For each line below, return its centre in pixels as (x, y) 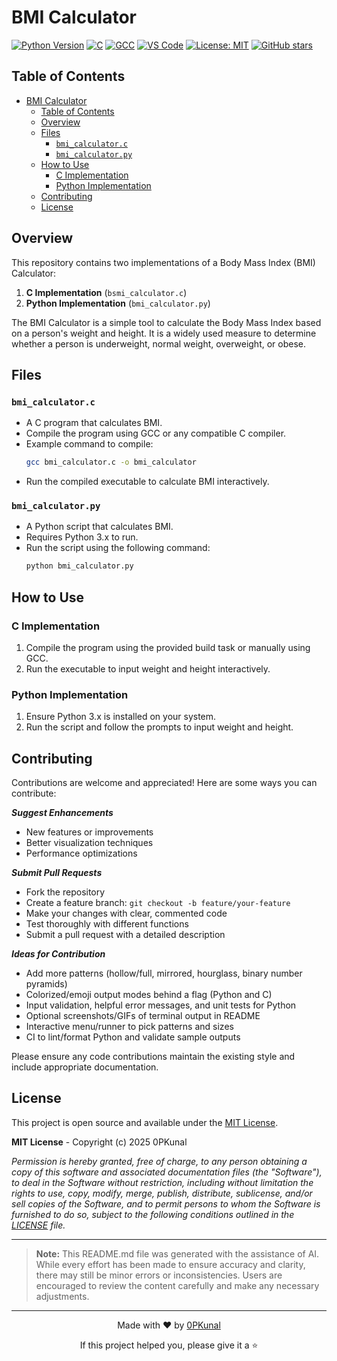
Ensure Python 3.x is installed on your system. (121, 717)
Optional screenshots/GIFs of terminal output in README (143, 1016)
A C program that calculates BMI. (94, 423)
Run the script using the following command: (118, 548)
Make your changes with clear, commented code (126, 913)
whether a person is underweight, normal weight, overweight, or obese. (159, 343)
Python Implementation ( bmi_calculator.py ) (118, 303)
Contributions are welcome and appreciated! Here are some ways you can (164, 783)
